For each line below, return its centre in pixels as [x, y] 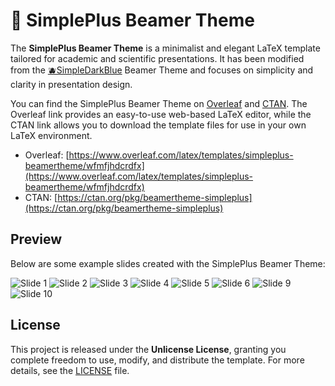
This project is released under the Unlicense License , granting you [148, 349]
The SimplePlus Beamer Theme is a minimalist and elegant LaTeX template [165, 48]
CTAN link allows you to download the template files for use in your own [158, 125]
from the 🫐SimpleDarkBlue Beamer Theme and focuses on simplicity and [162, 70]
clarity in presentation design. [71, 84]
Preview [36, 239]
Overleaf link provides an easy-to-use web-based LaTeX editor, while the [161, 114]
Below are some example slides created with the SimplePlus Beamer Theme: [168, 263]
